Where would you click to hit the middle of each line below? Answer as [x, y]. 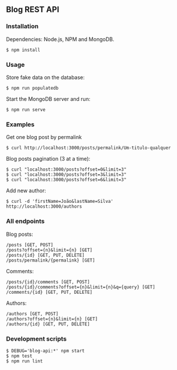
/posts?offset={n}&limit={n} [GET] [49, 250]
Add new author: [26, 191]
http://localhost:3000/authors [44, 207]
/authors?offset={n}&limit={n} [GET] [52, 319]
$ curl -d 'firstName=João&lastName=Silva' [60, 202]
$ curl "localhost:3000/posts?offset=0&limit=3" [66, 169]
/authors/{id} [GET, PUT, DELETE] [48, 324]
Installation [22, 26]
